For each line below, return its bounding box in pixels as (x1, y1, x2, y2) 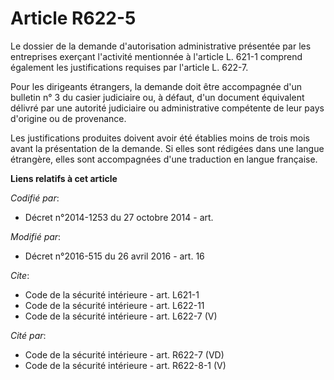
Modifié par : (10, 230, 62, 242)
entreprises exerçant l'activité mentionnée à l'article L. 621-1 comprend (10, 50, 303, 62)
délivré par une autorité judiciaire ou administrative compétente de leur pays (10, 102, 325, 114)
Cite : (10, 269, 30, 281)
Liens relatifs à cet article (10, 172, 118, 184)
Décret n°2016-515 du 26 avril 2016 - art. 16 (24, 250, 205, 262)
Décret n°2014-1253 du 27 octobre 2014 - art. (24, 211, 214, 223)
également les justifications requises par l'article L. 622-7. (10, 61, 249, 73)
